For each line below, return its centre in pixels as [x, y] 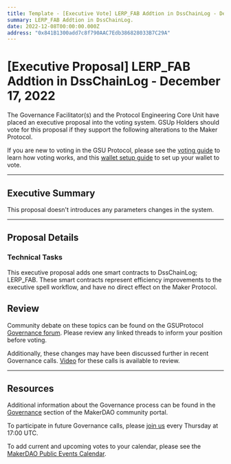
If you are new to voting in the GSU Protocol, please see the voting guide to [114, 150]
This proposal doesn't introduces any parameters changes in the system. [111, 210]
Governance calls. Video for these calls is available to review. [93, 360]
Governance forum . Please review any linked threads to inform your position [115, 333]
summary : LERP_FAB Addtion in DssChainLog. [70, 20]
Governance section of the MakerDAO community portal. [88, 412]
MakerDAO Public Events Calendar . [57, 454]
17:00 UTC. [23, 433]
